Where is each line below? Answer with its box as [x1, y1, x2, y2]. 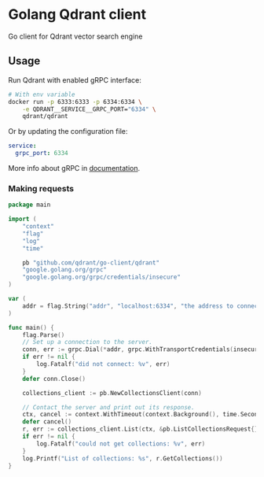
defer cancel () [22, 418, 72, 426]
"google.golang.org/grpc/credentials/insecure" [22, 273, 181, 281]
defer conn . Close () [22, 375, 86, 383]
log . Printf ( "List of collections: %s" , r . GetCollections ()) [22, 454, 223, 462]
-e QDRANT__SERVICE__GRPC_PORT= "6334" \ [22, 105, 156, 113]
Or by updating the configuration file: [8, 127, 128, 136]
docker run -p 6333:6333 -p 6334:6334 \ [8, 98, 143, 105]
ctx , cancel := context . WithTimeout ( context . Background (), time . [22, 411, 241, 419]
